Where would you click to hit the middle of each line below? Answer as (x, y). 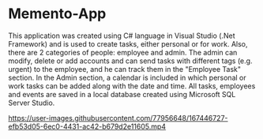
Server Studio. (32, 103)
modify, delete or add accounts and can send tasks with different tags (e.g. (130, 61)
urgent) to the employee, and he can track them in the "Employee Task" (125, 69)
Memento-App (57, 14)
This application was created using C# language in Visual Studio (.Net (122, 36)
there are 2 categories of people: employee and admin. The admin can (123, 52)
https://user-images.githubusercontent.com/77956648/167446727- (118, 118)
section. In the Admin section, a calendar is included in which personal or (127, 77)
